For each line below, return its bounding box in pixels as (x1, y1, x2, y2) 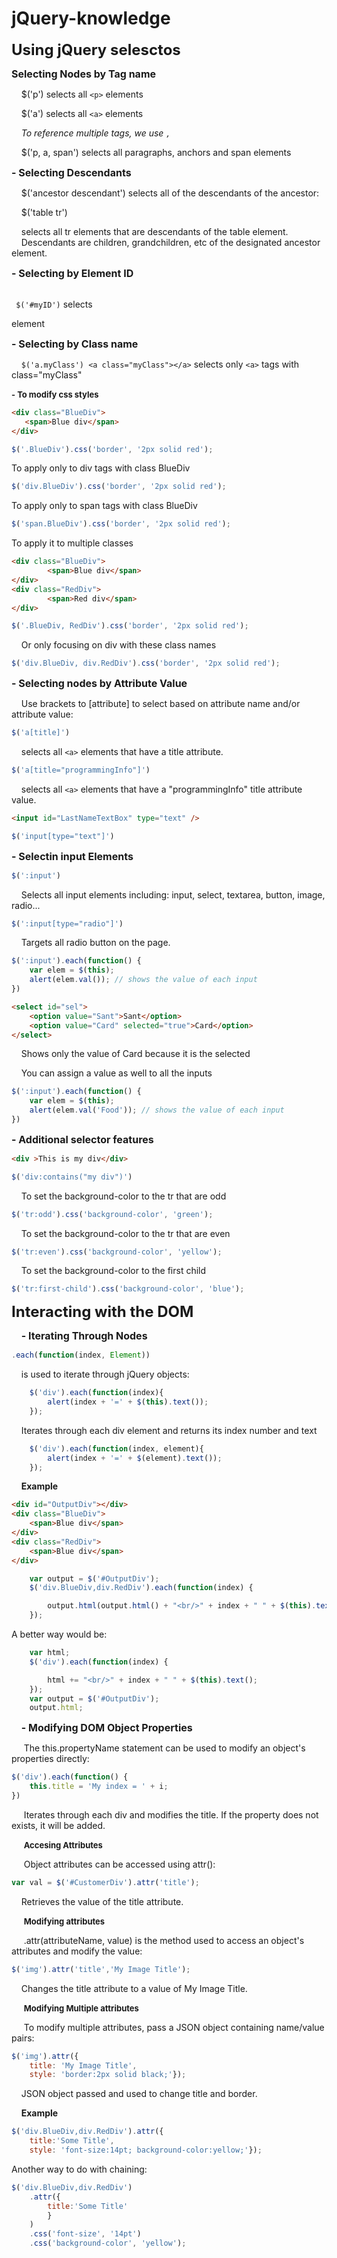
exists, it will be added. (11, 1819, 106, 1831)
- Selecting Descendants (11, 165, 132, 179)
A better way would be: (11, 1628, 108, 1641)
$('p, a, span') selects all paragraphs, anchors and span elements (20, 146, 292, 158)
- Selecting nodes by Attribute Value (11, 677, 188, 691)
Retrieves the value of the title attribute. (20, 1895, 184, 1907)
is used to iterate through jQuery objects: (20, 1368, 190, 1381)
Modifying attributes (23, 1915, 106, 1927)
